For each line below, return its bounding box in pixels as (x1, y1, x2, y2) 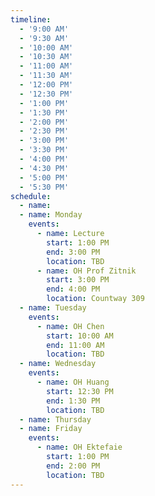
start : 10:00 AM (46, 331, 114, 341)
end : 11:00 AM (46, 340, 105, 350)
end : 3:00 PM (46, 247, 101, 257)
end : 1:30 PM (46, 396, 101, 406)
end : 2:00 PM (46, 461, 101, 471)
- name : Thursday (19, 414, 92, 425)
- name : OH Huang (36, 377, 110, 387)
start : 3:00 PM (46, 275, 110, 285)
